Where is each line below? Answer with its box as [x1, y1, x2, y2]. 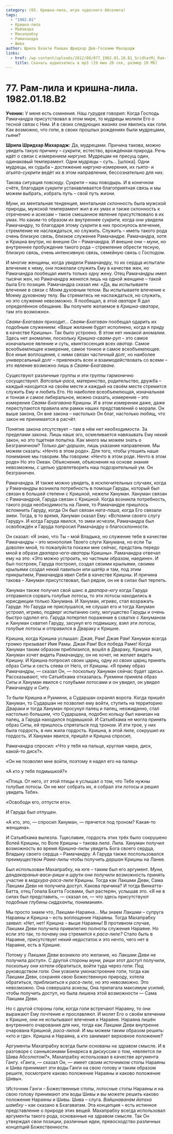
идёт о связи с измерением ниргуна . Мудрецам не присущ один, [6, 153, 150, 160]
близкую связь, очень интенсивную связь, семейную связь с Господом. [6, 250, 165, 256]
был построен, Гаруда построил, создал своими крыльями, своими [6, 561, 155, 567]
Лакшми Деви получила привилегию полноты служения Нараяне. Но [6, 926, 159, 932]
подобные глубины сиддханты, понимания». [6, 899, 104, 906]
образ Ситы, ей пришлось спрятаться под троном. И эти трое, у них [6, 722, 156, 728]
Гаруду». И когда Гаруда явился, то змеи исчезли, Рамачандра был [6, 518, 155, 524]
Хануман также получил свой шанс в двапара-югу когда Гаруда [6, 587, 148, 593]
